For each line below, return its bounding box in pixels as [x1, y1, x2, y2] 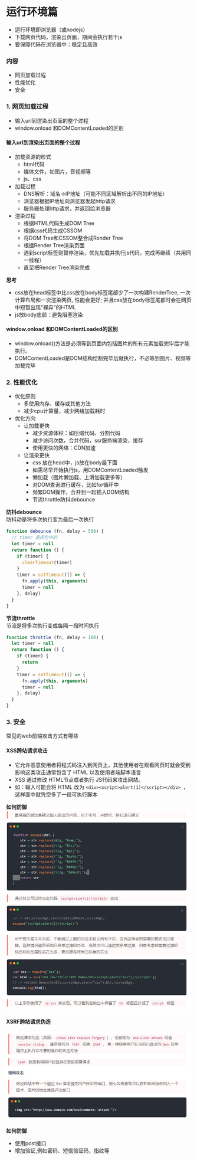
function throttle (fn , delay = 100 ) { [6, 634, 104, 640]
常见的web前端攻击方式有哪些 [6, 732, 78, 739]
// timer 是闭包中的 [11, 535, 58, 540]
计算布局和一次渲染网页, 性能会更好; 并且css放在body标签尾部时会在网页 [14, 296, 192, 303]
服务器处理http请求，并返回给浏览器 [23, 205, 111, 212]
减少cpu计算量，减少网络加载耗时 [23, 408, 106, 415]
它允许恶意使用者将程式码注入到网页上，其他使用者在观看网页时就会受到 [14, 761, 191, 768]
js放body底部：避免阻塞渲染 [14, 311, 84, 318]
